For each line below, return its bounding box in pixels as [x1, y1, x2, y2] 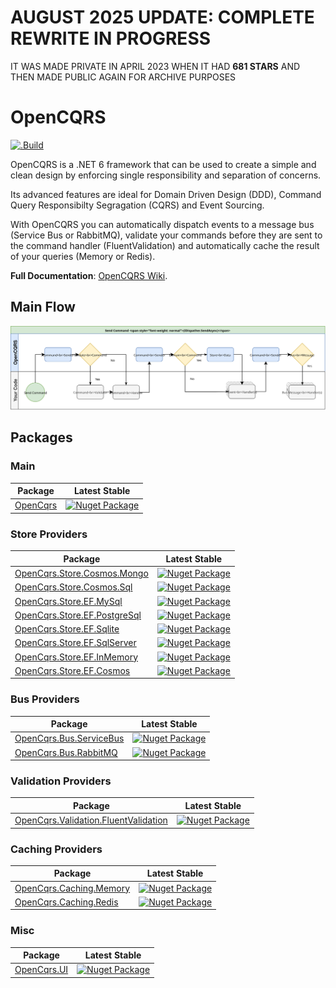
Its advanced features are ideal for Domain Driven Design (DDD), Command [10, 188, 322, 200]
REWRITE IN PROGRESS [10, 27, 212, 50]
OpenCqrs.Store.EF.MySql [14, 595, 123, 607]
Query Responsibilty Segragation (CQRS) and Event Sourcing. [10, 199, 265, 211]
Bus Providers [10, 692, 80, 706]
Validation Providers [10, 774, 112, 788]
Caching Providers [10, 842, 103, 856]
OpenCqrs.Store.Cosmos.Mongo [14, 567, 149, 580]
